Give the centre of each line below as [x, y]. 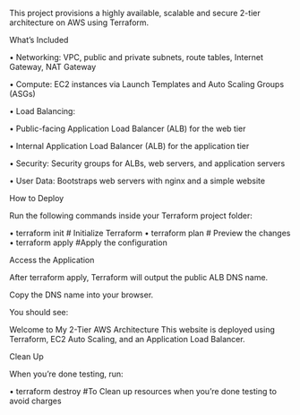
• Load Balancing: [43, 111]
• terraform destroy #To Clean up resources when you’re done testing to [143, 391]
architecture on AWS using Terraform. [79, 22]
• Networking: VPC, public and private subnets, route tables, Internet [137, 57]
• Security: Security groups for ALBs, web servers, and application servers [147, 163]
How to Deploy [37, 198]
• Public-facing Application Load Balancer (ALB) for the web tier [128, 128]
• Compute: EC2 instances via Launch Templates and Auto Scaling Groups [147, 84]
